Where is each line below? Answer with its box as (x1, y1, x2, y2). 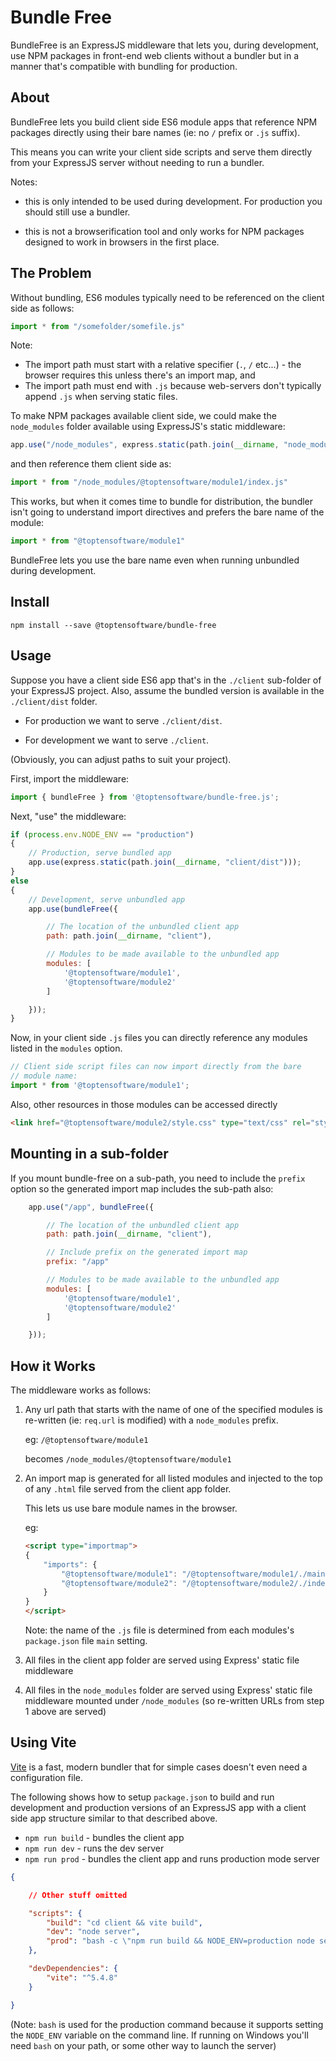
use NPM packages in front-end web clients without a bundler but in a (10, 49, 300, 61)
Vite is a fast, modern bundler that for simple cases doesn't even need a (10, 1761, 308, 1773)
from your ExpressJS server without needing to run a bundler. (10, 156, 265, 168)
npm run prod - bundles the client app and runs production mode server (24, 1852, 320, 1865)
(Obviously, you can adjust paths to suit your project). (10, 753, 232, 765)
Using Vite (10, 1734, 77, 1751)
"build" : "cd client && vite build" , (46, 1917, 203, 1928)
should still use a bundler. (24, 206, 131, 218)
